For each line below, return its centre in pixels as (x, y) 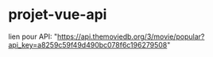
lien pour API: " (33, 36)
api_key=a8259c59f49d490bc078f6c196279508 (88, 44)
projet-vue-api (58, 15)
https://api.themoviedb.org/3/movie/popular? (131, 36)
